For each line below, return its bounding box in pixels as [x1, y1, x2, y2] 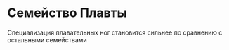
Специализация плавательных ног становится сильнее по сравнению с [7, 28, 223, 37]
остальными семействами [7, 35, 88, 44]
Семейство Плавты [7, 5, 128, 21]
